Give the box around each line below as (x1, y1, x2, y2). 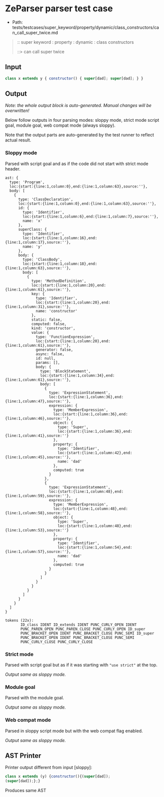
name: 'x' (23, 218, 43, 223)
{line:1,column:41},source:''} (5, 433, 69, 438)
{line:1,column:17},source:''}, (5, 240, 71, 245)
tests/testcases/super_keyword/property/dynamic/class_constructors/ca (12, 24, 159, 30)
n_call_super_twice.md (12, 29, 58, 35)
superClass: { (18, 227, 47, 232)
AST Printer (5, 752, 42, 760)
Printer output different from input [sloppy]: (5, 765, 92, 770)
